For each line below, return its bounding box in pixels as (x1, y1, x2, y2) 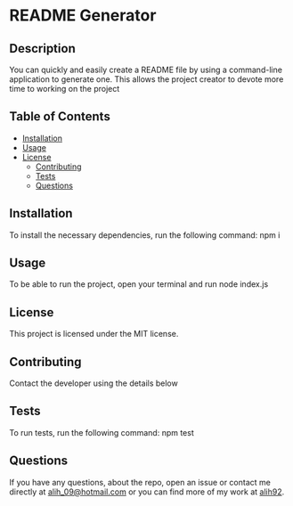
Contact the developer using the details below (9, 378, 178, 388)
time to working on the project (9, 84, 120, 94)
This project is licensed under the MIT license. (9, 329, 179, 339)
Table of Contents (9, 109, 111, 125)
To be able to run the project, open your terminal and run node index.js (9, 279, 269, 290)
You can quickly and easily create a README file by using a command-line (9, 64, 283, 75)
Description (9, 41, 76, 56)
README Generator (9, 5, 157, 26)
